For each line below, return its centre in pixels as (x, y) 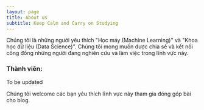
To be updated (25, 82)
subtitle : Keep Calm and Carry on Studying (62, 23)
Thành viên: (24, 69)
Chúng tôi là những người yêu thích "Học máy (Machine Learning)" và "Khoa (102, 40)
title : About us (27, 18)
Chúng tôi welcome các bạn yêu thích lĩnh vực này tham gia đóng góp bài (99, 94)
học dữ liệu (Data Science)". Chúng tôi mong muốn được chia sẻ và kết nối (100, 47)
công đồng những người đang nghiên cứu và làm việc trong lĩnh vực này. (97, 53)
